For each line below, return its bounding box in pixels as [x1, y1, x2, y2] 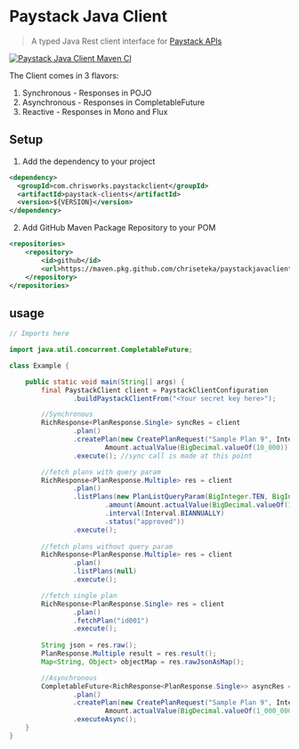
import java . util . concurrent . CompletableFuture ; [9, 346, 193, 354]
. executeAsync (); [72, 715, 138, 724]
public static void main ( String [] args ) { [25, 377, 185, 387]
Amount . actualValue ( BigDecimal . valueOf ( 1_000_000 [104, 706, 293, 716]
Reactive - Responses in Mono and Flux [21, 106, 168, 117]
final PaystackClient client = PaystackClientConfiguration [41, 386, 269, 395]
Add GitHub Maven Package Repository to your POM [21, 223, 216, 233]
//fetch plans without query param [41, 541, 174, 551]
